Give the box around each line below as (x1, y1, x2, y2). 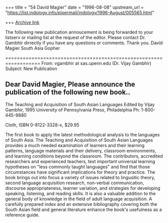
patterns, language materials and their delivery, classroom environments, (5, 147, 156, 154)
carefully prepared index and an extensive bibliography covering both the (5, 201, 157, 207)
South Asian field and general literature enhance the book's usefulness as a (5, 206, 162, 212)
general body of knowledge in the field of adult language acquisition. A (5, 196, 152, 202)
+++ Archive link (5, 20, 40, 25)
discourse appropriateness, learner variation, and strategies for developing (5, 185, 160, 191)
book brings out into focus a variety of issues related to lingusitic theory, (5, 174, 155, 180)
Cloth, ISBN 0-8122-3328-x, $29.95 (5, 122, 79, 128)
